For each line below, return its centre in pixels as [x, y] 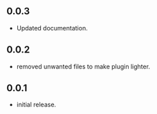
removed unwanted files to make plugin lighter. [83, 66]
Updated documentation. [52, 28]
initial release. [36, 105]
